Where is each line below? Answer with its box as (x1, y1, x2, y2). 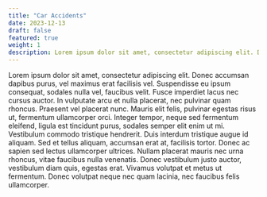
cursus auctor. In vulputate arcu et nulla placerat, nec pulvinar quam (8, 96, 232, 105)
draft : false (8, 26, 52, 34)
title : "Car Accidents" (8, 11, 87, 20)
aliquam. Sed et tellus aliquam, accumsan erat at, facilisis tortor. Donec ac (8, 138, 250, 147)
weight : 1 (8, 41, 41, 49)
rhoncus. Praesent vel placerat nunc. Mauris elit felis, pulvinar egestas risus (8, 104, 257, 114)
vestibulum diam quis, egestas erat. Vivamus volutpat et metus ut (8, 164, 222, 172)
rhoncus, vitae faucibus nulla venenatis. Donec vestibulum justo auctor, (8, 155, 242, 164)
